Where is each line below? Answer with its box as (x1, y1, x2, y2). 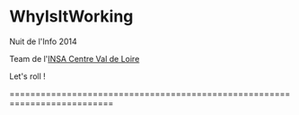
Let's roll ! (9, 70, 47, 82)
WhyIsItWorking (9, 6, 134, 27)
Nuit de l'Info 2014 (9, 36, 78, 47)
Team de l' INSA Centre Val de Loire (9, 53, 140, 64)
